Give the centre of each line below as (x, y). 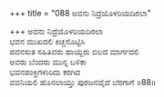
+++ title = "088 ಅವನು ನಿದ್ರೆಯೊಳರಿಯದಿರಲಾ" (81, 13)
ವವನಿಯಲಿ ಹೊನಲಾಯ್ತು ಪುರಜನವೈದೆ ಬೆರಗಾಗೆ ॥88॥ (83, 82)
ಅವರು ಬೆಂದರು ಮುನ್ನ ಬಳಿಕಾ (48, 62)
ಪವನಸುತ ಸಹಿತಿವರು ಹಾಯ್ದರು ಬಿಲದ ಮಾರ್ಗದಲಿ (74, 52)
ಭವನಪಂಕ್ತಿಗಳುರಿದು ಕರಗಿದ (45, 72)
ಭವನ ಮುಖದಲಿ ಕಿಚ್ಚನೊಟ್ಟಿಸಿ (47, 41)
